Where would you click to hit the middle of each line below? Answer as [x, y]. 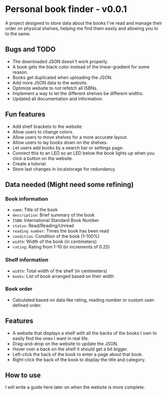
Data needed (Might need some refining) [69, 184]
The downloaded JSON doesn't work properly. [60, 61]
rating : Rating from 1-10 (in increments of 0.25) [61, 247]
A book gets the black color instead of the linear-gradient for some [81, 66]
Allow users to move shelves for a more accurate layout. [70, 137]
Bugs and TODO [30, 49]
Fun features [25, 114]
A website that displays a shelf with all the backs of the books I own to [84, 333]
